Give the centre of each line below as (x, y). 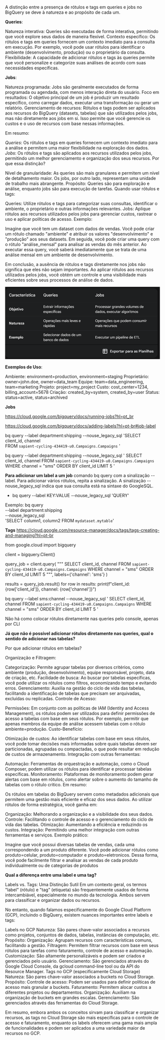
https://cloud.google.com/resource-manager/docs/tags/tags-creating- (88, 530)
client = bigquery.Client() (30, 554)
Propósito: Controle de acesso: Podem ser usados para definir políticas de (80, 982)
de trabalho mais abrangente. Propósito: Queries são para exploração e (77, 183)
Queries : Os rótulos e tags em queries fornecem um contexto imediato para (82, 143)
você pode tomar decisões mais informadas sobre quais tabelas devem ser (81, 743)
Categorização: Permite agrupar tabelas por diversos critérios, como (75, 667)
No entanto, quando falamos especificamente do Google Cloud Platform (78, 910)
